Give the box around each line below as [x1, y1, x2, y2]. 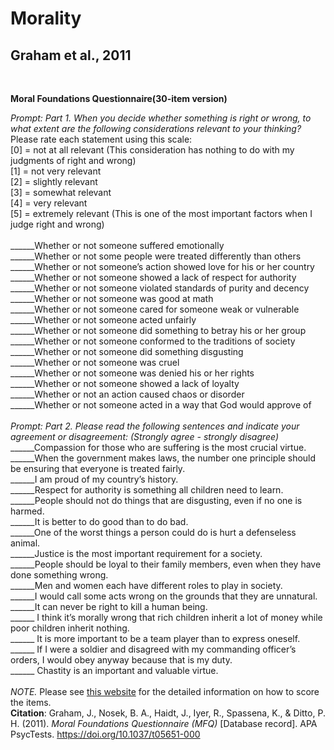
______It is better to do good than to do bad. [10, 516, 189, 527]
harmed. [10, 505, 45, 517]
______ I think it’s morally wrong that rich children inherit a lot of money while [10, 612, 323, 623]
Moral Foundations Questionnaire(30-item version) [10, 93, 228, 104]
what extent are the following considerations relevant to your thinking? [10, 123, 302, 134]
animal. [10, 537, 41, 549]
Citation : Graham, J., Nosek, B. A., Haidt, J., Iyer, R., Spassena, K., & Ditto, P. [10, 707, 326, 719]
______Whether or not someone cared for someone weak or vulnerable [10, 303, 300, 315]
